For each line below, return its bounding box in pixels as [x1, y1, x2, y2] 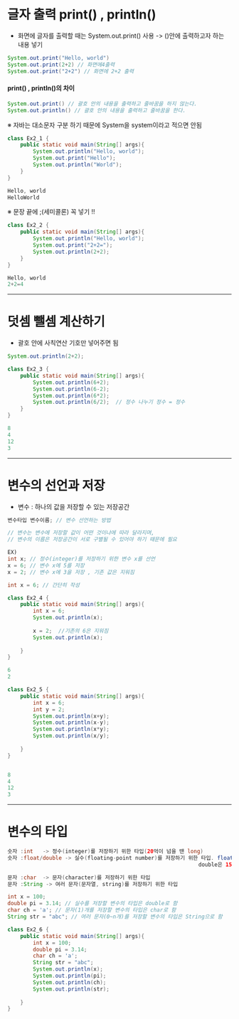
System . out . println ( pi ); [33, 972, 107, 980]
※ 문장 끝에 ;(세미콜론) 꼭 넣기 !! [7, 208, 95, 216]
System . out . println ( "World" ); [33, 161, 122, 169]
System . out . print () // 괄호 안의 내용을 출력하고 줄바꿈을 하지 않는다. [7, 100, 198, 107]
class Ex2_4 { [7, 594, 50, 602]
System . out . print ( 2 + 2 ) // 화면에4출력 [7, 61, 115, 68]
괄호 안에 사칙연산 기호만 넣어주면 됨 [17, 338, 119, 347]
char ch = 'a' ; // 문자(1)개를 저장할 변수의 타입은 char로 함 [7, 907, 176, 914]
